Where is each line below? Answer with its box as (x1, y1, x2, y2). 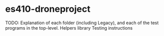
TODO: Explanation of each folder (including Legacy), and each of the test (5, 20, 159, 26)
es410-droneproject (5, 3, 91, 15)
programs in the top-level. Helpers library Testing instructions (5, 25, 133, 31)
